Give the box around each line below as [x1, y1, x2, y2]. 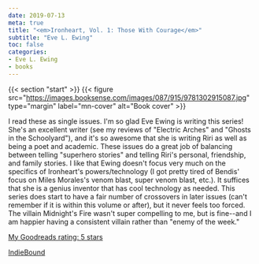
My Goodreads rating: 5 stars [8, 232, 104, 241]
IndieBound [8, 247, 46, 257]
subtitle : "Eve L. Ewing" [8, 33, 93, 42]
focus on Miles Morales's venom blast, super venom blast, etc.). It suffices [8, 175, 250, 184]
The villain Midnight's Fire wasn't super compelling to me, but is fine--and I [8, 208, 252, 218]
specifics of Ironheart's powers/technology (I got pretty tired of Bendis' [8, 166, 240, 176]
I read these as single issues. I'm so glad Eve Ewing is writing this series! [8, 116, 244, 126]
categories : [8, 48, 47, 56]
